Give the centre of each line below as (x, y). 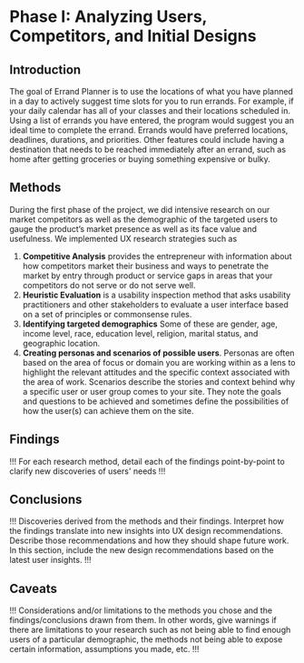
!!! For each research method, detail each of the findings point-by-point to (147, 461)
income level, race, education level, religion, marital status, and (140, 333)
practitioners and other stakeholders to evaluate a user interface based (155, 304)
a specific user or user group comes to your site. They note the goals (152, 391)
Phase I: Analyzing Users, (108, 17)
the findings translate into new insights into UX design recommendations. (146, 531)
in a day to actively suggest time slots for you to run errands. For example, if (152, 101)
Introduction (45, 70)
